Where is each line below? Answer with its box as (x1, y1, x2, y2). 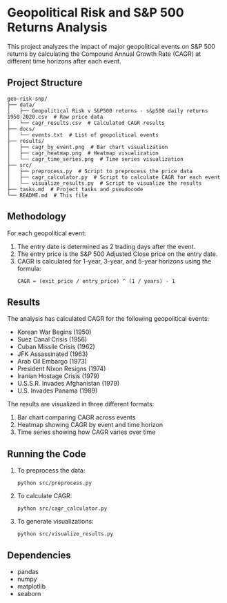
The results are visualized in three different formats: (7, 400, 155, 408)
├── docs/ (7, 126, 36, 132)
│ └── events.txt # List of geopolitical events (7, 131, 159, 139)
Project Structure (7, 77, 83, 89)
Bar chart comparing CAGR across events (17, 413, 136, 422)
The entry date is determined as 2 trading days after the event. (17, 242, 196, 250)
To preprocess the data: (17, 466, 86, 475)
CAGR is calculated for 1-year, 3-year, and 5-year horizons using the (17, 257, 212, 265)
